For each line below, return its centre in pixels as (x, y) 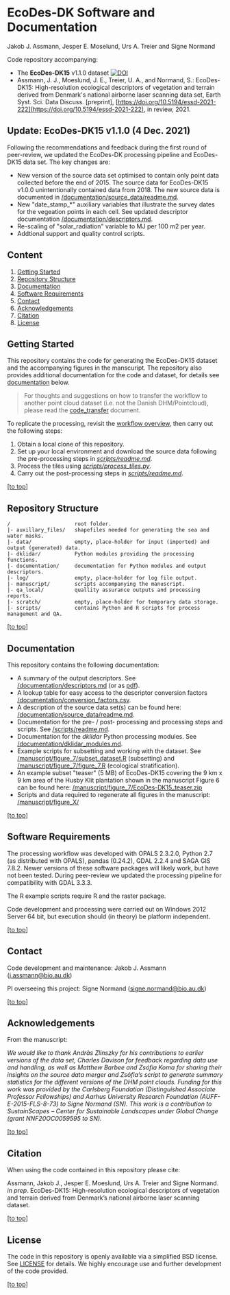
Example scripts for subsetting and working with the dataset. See (109, 751)
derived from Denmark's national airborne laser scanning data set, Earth (119, 95)
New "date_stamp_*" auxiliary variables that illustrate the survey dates (116, 204)
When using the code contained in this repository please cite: (93, 1170)
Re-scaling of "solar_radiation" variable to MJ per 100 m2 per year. (111, 226)
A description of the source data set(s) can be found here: (99, 707)
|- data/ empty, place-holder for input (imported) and (108, 542)
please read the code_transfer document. (82, 410)
